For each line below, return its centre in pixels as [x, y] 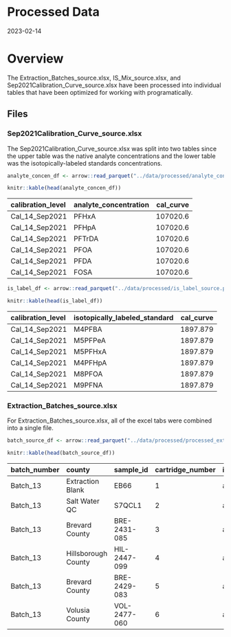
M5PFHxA [90, 352]
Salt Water [83, 501]
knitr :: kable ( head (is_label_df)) [55, 301]
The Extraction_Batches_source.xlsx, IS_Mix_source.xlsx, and [94, 78]
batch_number [35, 470]
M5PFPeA [90, 341]
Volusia [78, 610]
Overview [35, 59]
